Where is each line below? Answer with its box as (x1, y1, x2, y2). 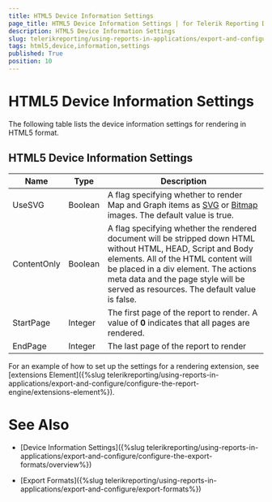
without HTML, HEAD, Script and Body (107, 243, 253, 254)
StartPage (12, 317, 51, 328)
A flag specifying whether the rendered (107, 223, 257, 234)
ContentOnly (12, 257, 61, 269)
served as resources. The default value (107, 283, 257, 295)
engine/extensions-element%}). (8, 387, 115, 396)
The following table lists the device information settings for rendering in (8, 119, 247, 128)
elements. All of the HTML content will (107, 253, 253, 264)
